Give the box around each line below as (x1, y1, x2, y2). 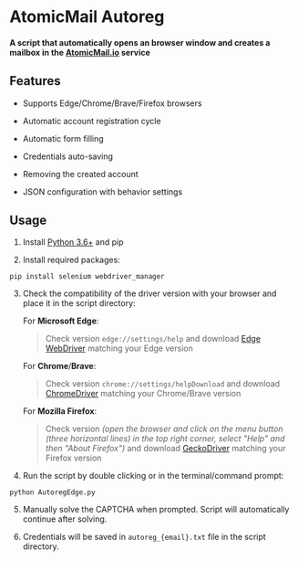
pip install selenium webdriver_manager (9, 272, 166, 281)
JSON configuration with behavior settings (22, 185, 183, 197)
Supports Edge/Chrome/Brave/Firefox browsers (22, 98, 202, 109)
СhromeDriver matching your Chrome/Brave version (45, 388, 241, 399)
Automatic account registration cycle (22, 115, 161, 126)
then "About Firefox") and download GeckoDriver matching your (45, 443, 286, 454)
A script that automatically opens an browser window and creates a (9, 37, 271, 48)
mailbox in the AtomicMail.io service (9, 47, 150, 58)
